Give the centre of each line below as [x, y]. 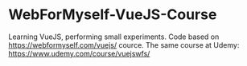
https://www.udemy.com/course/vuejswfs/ [79, 53]
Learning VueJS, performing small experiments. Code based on [114, 37]
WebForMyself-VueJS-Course [113, 15]
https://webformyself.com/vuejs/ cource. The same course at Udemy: [124, 45]
